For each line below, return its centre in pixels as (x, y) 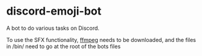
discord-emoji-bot (54, 11)
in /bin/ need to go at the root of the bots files (63, 46)
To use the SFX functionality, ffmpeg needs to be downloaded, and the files (101, 40)
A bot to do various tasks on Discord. (53, 28)
